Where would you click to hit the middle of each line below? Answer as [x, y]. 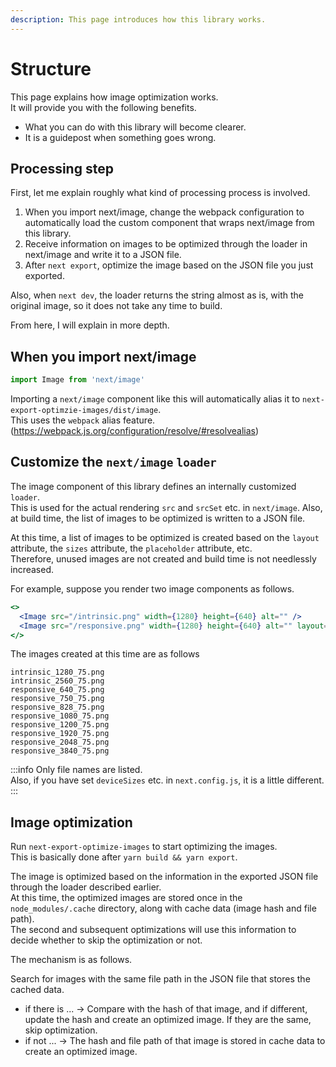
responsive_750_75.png [57, 699]
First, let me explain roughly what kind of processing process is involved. [160, 193]
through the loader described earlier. [86, 887]
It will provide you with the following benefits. [103, 107]
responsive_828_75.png [57, 707]
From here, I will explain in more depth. [90, 325]
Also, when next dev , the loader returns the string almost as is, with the [157, 295]
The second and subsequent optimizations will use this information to [153, 930]
